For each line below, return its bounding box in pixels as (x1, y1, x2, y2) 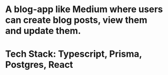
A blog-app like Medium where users (5, 4, 163, 15)
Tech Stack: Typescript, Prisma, (5, 48, 142, 60)
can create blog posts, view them (5, 14, 147, 26)
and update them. (5, 25, 81, 36)
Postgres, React (5, 59, 73, 70)
